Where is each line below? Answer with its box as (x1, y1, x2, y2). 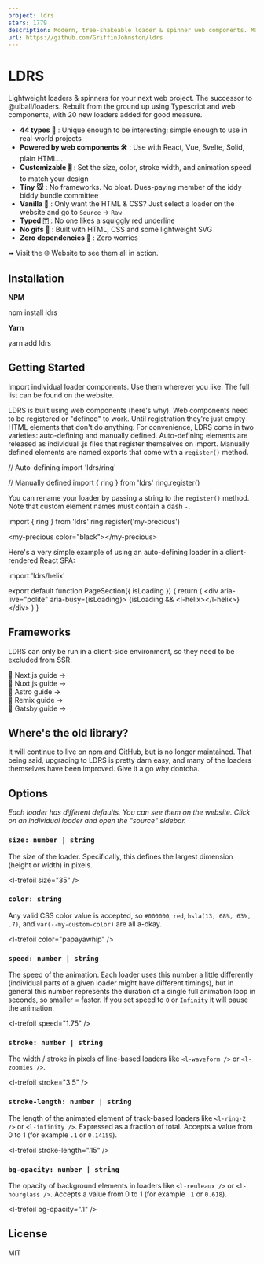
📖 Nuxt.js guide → (8, 678, 67, 688)
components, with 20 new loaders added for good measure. (8, 110, 203, 120)
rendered (8, 556, 38, 565)
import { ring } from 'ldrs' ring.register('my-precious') (8, 516, 181, 526)
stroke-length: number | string (8, 1097, 132, 1107)
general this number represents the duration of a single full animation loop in (8, 987, 256, 996)
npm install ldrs (8, 308, 57, 317)
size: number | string (8, 836, 95, 845)
